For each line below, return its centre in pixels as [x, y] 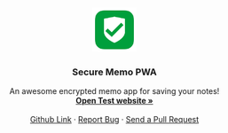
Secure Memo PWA [114, 72]
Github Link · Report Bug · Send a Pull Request [114, 120]
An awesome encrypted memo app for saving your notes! [114, 91]
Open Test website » [114, 101]
